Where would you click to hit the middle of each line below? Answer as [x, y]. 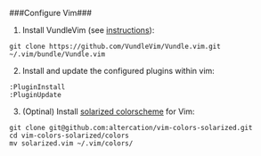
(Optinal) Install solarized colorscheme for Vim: [108, 111]
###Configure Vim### [50, 13]
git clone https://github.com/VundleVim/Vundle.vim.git [115, 46]
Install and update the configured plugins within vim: [118, 71]
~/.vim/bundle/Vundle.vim [57, 54]
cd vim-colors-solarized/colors [69, 135]
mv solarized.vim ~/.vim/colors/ [71, 144]
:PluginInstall [37, 87]
